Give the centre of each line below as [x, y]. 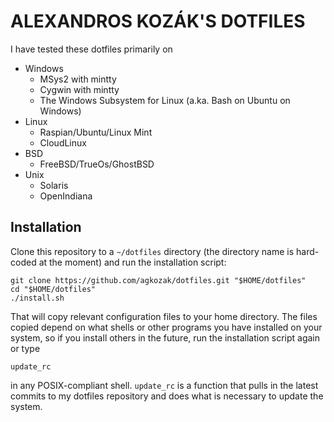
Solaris [54, 185]
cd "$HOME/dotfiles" [53, 289]
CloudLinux [63, 142]
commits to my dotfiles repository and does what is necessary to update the [167, 396]
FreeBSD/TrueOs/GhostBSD [97, 164]
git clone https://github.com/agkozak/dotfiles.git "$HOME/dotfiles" [158, 280]
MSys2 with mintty [78, 79]
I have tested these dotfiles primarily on [91, 49]
